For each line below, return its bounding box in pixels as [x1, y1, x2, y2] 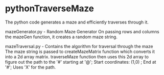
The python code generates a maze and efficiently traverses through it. [5, 19, 149, 25]
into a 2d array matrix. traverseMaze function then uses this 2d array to [5, 53, 149, 59]
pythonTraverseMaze [5, 3, 94, 14]
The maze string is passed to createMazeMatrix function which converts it [5, 49, 155, 54]
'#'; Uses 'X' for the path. [5, 64, 56, 70]
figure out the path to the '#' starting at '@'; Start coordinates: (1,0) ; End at [5, 59, 157, 65]
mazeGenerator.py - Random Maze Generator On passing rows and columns [5, 28, 160, 34]
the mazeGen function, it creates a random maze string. [5, 34, 117, 40]
